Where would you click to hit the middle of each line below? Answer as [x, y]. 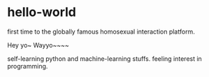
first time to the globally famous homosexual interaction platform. [101, 31]
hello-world [42, 12]
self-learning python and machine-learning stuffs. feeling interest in [105, 58]
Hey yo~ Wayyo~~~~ [38, 45]
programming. [28, 66]
